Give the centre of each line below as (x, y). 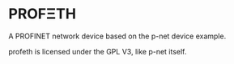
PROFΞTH (43, 14)
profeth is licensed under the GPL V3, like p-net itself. (98, 51)
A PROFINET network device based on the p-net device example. (117, 36)
